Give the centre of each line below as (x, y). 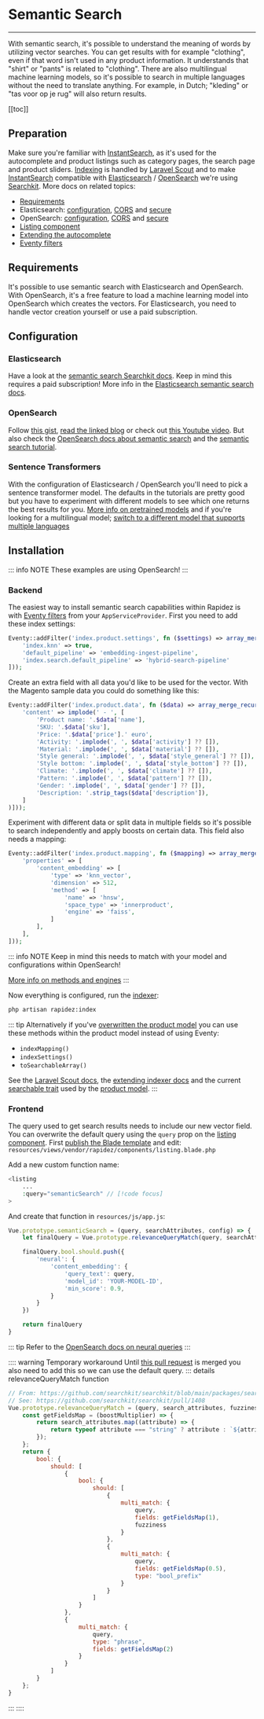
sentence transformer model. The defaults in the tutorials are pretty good (126, 492)
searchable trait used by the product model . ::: (83, 1088)
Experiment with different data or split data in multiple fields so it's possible (130, 822)
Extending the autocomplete (65, 234)
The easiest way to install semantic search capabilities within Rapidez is (125, 607)
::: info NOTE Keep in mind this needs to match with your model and (117, 956)
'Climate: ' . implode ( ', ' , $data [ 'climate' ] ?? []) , (125, 771)
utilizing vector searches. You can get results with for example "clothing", (127, 52)
